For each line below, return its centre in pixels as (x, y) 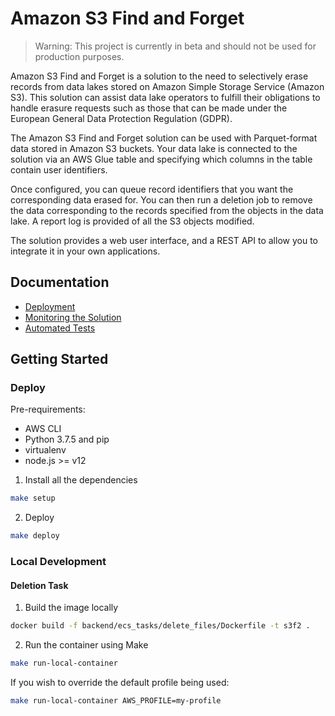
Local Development (58, 562)
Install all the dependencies (81, 480)
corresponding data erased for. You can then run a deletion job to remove (161, 199)
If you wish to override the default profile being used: (120, 683)
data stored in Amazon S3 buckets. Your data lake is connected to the (154, 148)
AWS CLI (43, 429)
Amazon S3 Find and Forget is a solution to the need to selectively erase (159, 76)
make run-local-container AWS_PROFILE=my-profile (116, 701)
